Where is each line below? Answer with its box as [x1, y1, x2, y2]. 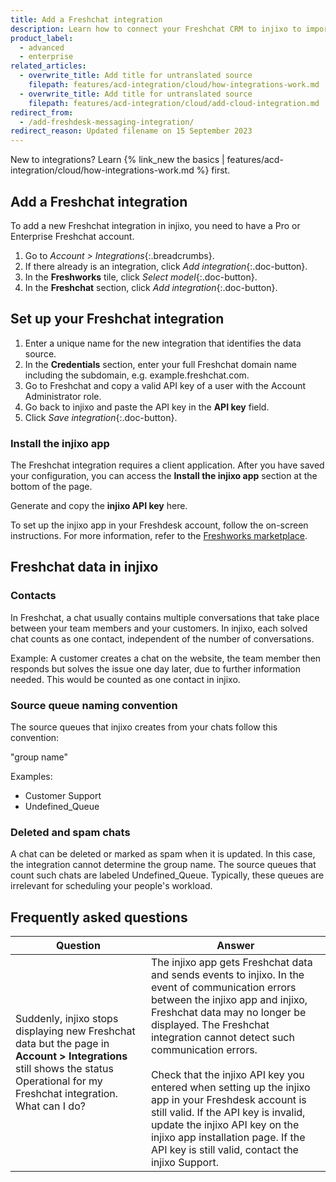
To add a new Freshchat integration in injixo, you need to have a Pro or [10, 219, 301, 231]
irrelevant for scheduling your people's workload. [10, 880, 213, 892]
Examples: [10, 771, 53, 783]
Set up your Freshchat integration [10, 311, 225, 328]
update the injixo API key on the [150, 1118, 300, 1132]
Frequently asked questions [10, 909, 188, 926]
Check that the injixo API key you [150, 1068, 305, 1082]
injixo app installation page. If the [150, 1131, 306, 1145]
